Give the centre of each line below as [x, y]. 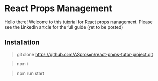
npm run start [30, 73]
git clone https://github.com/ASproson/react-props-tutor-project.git [85, 54]
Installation [22, 43]
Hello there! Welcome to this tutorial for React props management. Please [79, 22]
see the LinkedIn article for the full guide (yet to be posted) [64, 27]
